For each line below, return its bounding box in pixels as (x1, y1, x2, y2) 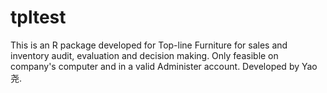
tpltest (10, 6, 67, 29)
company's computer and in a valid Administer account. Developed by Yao (10, 60, 318, 72)
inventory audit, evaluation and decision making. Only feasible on (10, 49, 279, 61)
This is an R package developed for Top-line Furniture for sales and (10, 39, 288, 51)
